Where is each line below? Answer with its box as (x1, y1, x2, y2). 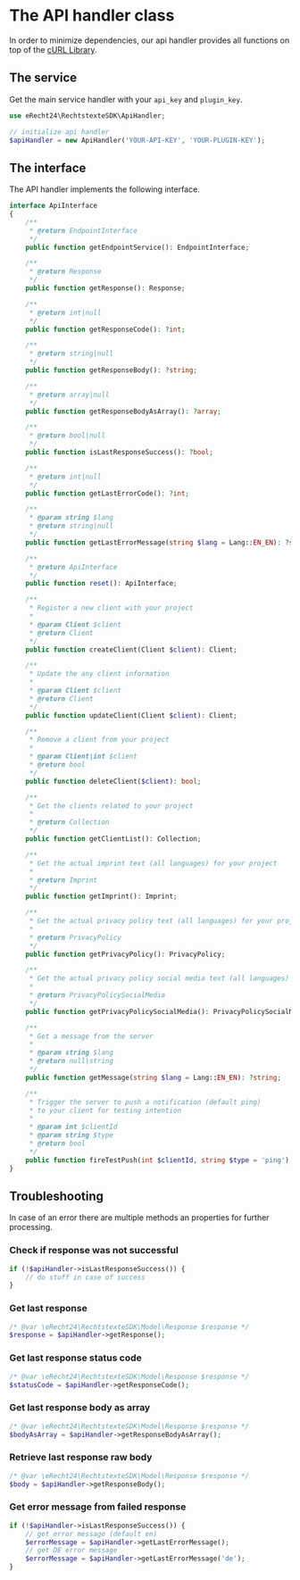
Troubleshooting (9, 1188, 104, 1203)
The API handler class (9, 5, 175, 26)
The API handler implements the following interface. (9, 184, 201, 195)
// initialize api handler (9, 127, 110, 137)
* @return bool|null (29, 431, 105, 440)
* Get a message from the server (29, 1032, 154, 1041)
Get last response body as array (9, 1401, 151, 1414)
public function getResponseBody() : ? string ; (25, 366, 198, 375)
